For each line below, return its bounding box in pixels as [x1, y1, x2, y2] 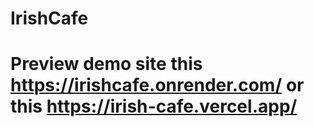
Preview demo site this [10, 53, 203, 76]
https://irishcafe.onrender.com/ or [10, 74, 305, 97]
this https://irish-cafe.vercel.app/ [10, 95, 298, 118]
